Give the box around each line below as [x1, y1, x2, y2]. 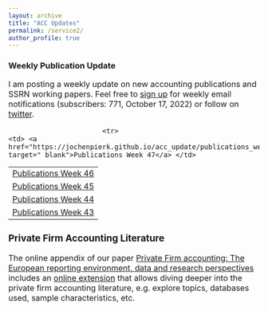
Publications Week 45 [12, 180, 94, 191]
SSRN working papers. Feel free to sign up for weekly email [8, 89, 232, 100]
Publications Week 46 [12, 167, 94, 179]
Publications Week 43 [12, 207, 94, 218]
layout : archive [8, 11, 62, 20]
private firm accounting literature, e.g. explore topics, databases [8, 282, 250, 293]
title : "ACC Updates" [8, 19, 81, 27]
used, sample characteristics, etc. [8, 293, 136, 304]
